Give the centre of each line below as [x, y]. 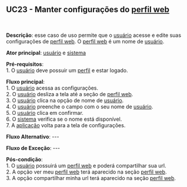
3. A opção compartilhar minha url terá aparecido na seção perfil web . [91, 178]
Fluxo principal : [26, 81]
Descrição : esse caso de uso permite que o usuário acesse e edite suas [93, 35]
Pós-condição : [24, 159]
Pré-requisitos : [25, 64]
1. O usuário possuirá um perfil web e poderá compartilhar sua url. [86, 165]
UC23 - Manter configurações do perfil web [88, 10]
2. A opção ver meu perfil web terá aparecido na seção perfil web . [86, 172]
